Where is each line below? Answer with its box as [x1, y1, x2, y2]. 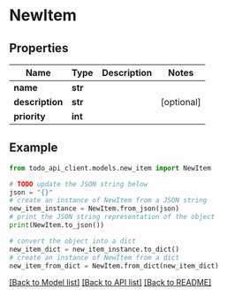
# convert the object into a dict [9, 236, 137, 246]
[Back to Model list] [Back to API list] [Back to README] [9, 277, 212, 288]
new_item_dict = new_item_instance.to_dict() [9, 245, 179, 254]
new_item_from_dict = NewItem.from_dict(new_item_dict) [9, 262, 219, 270]
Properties [9, 41, 69, 56]
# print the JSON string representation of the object [9, 213, 216, 222]
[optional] [160, 96, 201, 108]
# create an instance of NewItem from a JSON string [9, 196, 208, 205]
